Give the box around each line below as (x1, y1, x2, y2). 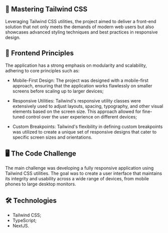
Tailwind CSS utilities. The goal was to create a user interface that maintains (5, 170, 162, 176)
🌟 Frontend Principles (5, 49, 74, 58)
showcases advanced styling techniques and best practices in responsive (5, 29, 158, 35)
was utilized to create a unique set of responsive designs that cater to (12, 129, 157, 135)
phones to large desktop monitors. (5, 181, 76, 187)
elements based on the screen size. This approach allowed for (12, 108, 141, 114)
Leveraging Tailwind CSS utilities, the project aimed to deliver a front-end (5, 18, 156, 24)
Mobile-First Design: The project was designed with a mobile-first (12, 77, 149, 83)
